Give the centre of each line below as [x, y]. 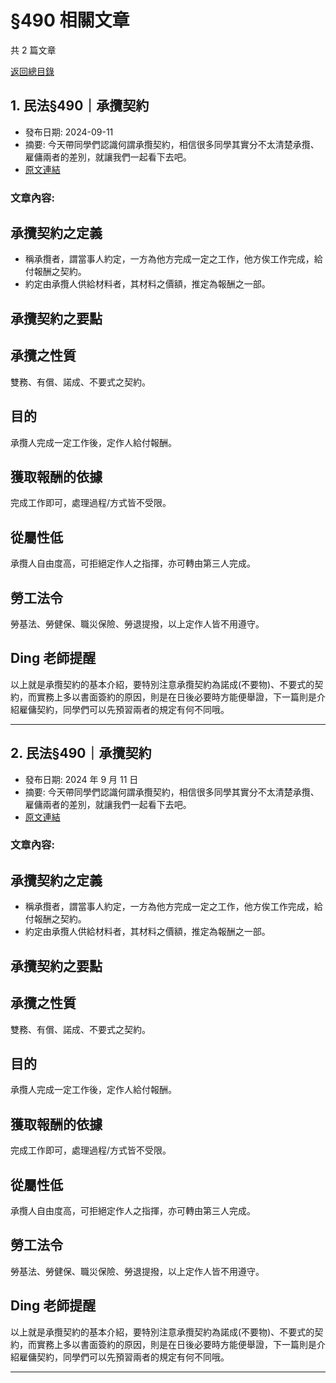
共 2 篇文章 [33, 50]
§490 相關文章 [70, 20]
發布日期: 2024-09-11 [69, 132]
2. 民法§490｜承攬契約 [81, 753]
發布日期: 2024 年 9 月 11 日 [81, 779]
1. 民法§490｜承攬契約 [80, 106]
